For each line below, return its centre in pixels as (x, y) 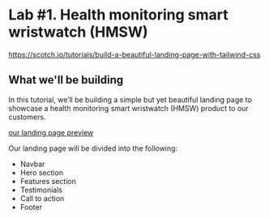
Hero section (41, 173)
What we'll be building (66, 80)
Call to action (42, 198)
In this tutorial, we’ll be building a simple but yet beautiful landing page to (130, 100)
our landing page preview (51, 132)
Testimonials (41, 190)
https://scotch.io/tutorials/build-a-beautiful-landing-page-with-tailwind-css (134, 54)
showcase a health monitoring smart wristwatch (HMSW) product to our (128, 108)
